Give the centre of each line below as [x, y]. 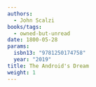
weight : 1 [22, 72]
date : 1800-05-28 [33, 40]
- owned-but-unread [42, 33]
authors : [20, 14]
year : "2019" [33, 60]
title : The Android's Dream [48, 66]
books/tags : [25, 27]
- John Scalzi [34, 20]
